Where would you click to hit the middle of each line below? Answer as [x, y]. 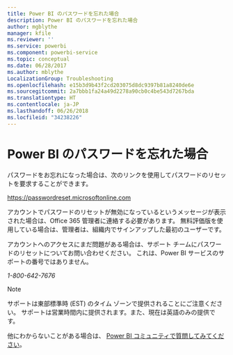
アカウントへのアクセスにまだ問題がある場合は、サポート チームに [102, 244]
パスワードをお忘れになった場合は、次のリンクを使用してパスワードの [108, 174]
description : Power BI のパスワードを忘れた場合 [73, 20]
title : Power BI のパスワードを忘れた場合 [63, 14]
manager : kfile [29, 33]
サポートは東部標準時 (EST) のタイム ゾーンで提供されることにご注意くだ [112, 303]
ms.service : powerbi [37, 46]
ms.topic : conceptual [39, 59]
